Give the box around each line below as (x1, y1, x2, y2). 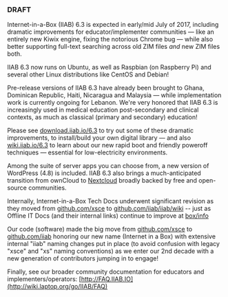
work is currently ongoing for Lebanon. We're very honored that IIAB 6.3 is (7, 99, 218, 107)
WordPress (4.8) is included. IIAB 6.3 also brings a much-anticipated (7, 169, 201, 177)
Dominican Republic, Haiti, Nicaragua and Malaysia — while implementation (7, 91, 222, 99)
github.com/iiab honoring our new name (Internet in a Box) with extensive (7, 232, 216, 240)
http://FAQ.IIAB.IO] (81, 275, 133, 283)
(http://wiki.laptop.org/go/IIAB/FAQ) (7, 283, 108, 291)
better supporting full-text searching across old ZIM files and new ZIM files (7, 43, 220, 51)
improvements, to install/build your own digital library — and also (7, 134, 191, 142)
